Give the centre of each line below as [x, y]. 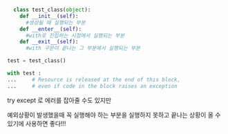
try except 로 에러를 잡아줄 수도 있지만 [59, 100]
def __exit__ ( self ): [49, 42]
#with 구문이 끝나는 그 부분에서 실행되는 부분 [83, 48]
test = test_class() [37, 61]
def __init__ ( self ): [49, 16]
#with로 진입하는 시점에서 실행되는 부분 [75, 35]
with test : [24, 73]
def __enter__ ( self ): [50, 29]
